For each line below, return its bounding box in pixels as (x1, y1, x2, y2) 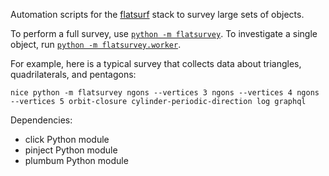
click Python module (24, 134, 110, 145)
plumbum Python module (24, 155, 129, 166)
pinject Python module (24, 144, 118, 156)
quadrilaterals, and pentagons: (10, 69, 137, 80)
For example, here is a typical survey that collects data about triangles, (10, 58, 302, 69)
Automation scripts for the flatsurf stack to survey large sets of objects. (10, 9, 305, 20)
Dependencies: (10, 114, 73, 126)
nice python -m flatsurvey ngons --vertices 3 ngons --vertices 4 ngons (10, 88, 320, 98)
